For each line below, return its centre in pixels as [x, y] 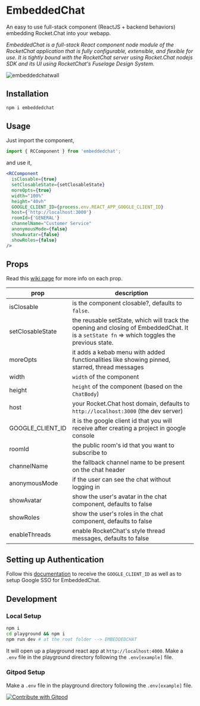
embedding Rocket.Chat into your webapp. [59, 33]
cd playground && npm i [36, 634]
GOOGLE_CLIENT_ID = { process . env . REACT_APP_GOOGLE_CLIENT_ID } [87, 207]
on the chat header [99, 470]
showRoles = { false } [35, 240]
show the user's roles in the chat [118, 514]
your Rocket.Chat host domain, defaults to [131, 404]
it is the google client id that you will [122, 421]
